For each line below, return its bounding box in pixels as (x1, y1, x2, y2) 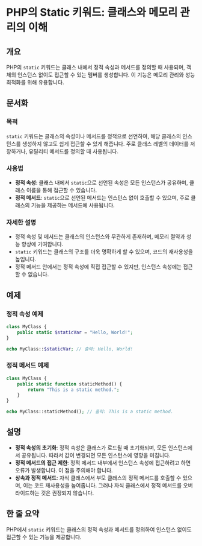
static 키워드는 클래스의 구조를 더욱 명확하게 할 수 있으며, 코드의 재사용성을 (14, 248, 194, 255)
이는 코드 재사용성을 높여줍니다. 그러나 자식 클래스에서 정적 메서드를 (23, 481, 182, 489)
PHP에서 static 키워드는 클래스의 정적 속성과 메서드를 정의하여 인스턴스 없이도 (6, 525, 192, 533)
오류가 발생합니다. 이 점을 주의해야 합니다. (14, 466, 113, 474)
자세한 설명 (6, 218, 37, 226)
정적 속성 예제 (6, 310, 44, 318)
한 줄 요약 (6, 509, 40, 519)
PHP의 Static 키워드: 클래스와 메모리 (6, 5, 178, 19)
